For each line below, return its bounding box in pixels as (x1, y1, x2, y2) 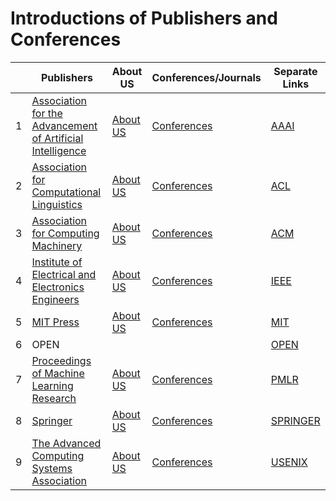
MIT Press (31, 315, 80, 329)
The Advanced (31, 436, 102, 450)
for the (31, 106, 63, 120)
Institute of (31, 255, 83, 269)
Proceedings (31, 353, 92, 367)
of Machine (31, 366, 85, 380)
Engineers (31, 292, 80, 306)
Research (31, 391, 77, 405)
